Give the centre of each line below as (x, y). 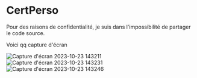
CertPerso (33, 10)
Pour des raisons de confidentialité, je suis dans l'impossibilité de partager (98, 27)
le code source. (26, 33)
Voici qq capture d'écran (37, 45)
